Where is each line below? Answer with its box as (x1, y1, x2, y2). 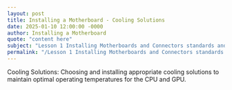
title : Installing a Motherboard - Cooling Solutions (7, 17, 166, 24)
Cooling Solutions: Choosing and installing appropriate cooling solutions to (7, 67, 220, 76)
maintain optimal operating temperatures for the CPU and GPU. (7, 75, 186, 83)
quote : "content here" (7, 36, 72, 43)
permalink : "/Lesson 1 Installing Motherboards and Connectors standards (7, 49, 224, 56)
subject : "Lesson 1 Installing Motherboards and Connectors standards (7, 42, 215, 49)
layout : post (7, 10, 45, 17)
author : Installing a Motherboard (7, 29, 107, 37)
